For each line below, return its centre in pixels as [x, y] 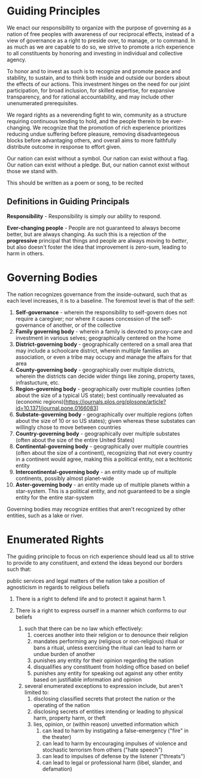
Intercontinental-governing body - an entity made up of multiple [96, 472]
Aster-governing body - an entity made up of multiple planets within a [103, 484]
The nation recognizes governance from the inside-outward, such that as [97, 294]
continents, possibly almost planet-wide [65, 478]
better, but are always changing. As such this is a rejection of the [87, 234]
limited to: [37, 692]
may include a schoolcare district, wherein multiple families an [92, 350]
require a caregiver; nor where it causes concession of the [88, 318]
